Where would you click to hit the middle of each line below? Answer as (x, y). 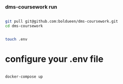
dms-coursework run (31, 7)
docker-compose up (24, 77)
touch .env (16, 40)
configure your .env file (54, 59)
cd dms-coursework (24, 26)
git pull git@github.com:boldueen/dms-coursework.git (62, 21)
